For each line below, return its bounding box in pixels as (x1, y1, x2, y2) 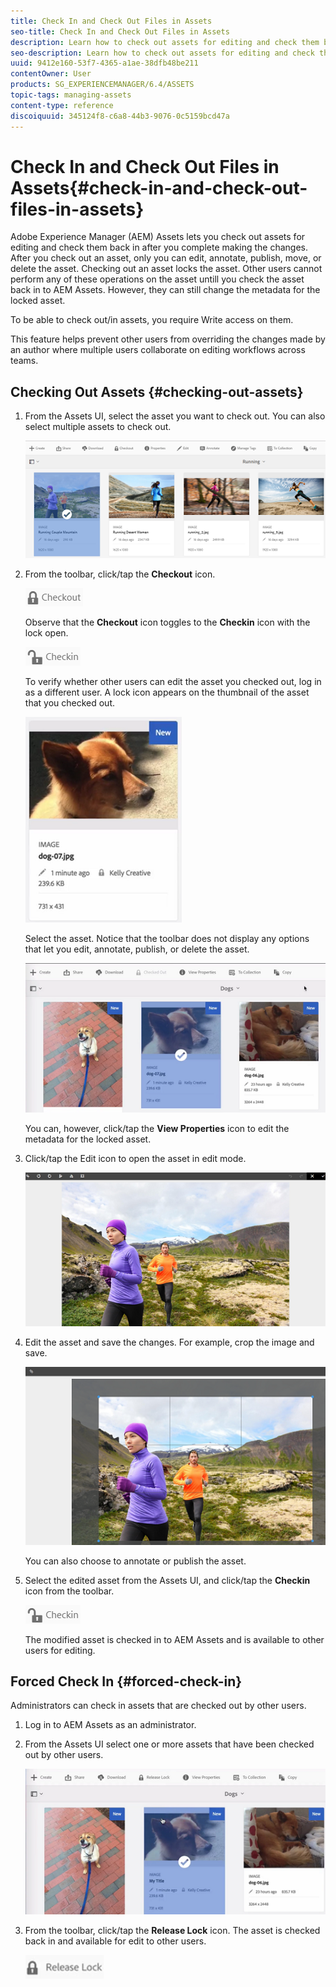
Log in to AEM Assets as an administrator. (24, 1719, 197, 1731)
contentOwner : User (10, 69, 92, 79)
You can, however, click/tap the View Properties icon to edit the (24, 1123, 290, 1135)
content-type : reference (10, 100, 114, 110)
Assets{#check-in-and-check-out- (10, 176, 308, 199)
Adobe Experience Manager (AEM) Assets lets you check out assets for (10, 231, 306, 243)
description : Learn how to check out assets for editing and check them (10, 37, 320, 47)
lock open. (24, 626, 69, 639)
